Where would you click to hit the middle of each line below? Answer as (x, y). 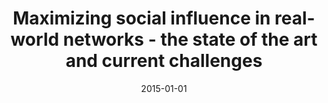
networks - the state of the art (190, 39)
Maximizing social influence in (141, 18)
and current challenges (164, 61)
